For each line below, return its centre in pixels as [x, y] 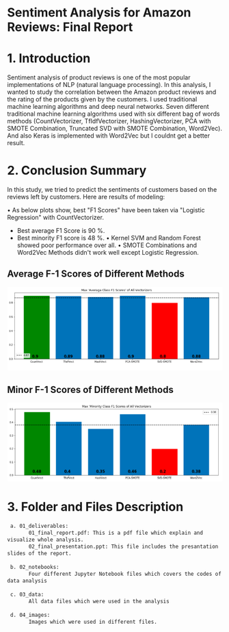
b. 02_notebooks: [35, 567]
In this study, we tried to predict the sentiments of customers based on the [112, 190]
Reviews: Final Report [70, 27]
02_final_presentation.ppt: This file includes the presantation [123, 546]
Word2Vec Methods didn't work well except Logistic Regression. [108, 253]
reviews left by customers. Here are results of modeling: [86, 197]
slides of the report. [39, 553]
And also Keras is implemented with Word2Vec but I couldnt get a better [109, 136]
